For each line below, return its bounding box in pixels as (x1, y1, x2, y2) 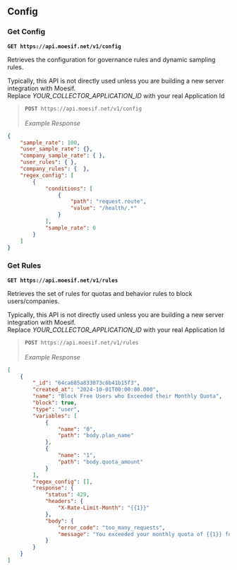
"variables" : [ (32, 412, 78, 420)
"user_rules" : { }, (20, 159, 78, 166)
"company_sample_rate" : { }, (20, 152, 106, 160)
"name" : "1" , (57, 452, 97, 459)
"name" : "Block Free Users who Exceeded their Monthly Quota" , (32, 393, 222, 400)
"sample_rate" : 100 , (20, 139, 80, 146)
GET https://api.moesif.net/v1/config (7, 42, 121, 50)
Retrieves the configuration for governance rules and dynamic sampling (7, 55, 216, 64)
